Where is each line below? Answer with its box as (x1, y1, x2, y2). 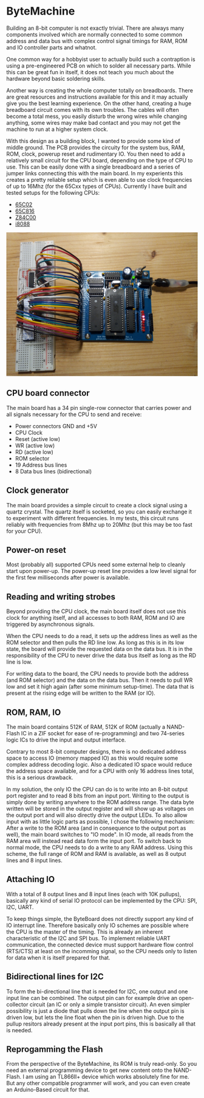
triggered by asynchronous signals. (6, 620, 95, 628)
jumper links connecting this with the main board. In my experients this (6, 169, 183, 177)
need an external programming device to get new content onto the (6, 1066, 172, 1074)
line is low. (6, 658, 32, 665)
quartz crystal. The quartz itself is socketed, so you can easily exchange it (6, 508, 192, 515)
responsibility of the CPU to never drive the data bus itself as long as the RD (6, 652, 196, 659)
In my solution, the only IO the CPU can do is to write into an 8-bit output (6, 786, 188, 793)
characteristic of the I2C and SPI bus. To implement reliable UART (6, 934, 171, 942)
